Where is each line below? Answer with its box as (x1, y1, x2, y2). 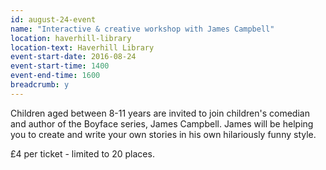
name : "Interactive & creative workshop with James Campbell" (10, 24, 275, 34)
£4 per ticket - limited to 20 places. (10, 147, 155, 160)
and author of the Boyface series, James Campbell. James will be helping (10, 117, 314, 130)
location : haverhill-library (10, 33, 132, 43)
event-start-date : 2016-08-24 (10, 52, 137, 62)
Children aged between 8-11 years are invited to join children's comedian (10, 107, 310, 119)
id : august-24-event (10, 14, 97, 25)
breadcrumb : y (10, 80, 70, 90)
